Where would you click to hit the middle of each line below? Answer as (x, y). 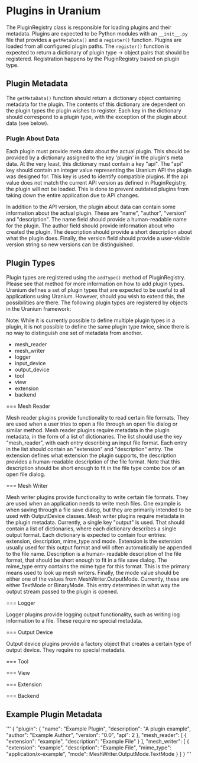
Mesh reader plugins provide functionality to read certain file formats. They (98, 417)
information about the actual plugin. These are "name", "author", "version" (97, 213)
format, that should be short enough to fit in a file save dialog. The (87, 560)
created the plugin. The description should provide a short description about (99, 232)
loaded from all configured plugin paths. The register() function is (88, 46)
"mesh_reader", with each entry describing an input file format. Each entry (97, 443)
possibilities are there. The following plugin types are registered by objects (97, 302)
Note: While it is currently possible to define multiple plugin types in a (91, 320)
